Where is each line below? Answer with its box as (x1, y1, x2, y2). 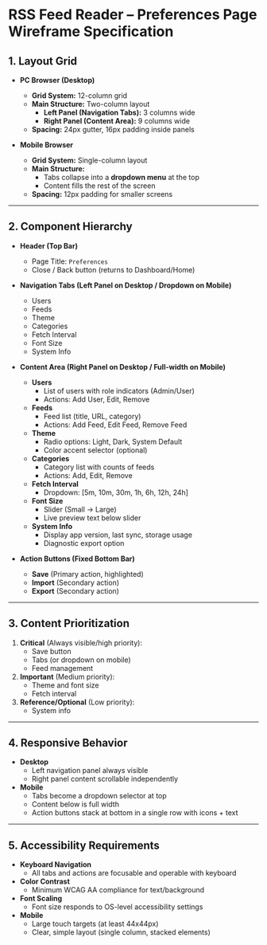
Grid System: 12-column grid (31, 91, 128, 100)
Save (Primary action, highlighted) (31, 569, 145, 578)
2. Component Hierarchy (8, 220, 133, 233)
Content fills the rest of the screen (43, 181, 156, 190)
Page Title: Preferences (31, 257, 109, 266)
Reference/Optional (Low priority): (19, 697, 135, 707)
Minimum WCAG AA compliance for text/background (31, 885, 205, 895)
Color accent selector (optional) (43, 445, 148, 455)
